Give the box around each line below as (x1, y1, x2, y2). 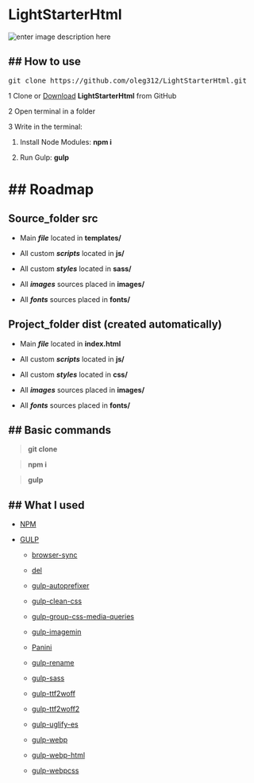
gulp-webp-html (31, 750, 86, 760)
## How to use (8, 55, 82, 68)
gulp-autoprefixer (31, 581, 90, 591)
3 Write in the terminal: (8, 122, 83, 131)
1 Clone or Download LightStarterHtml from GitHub (8, 91, 177, 100)
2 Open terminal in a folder (8, 106, 96, 116)
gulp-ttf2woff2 (31, 704, 80, 714)
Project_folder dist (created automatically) (8, 318, 222, 331)
